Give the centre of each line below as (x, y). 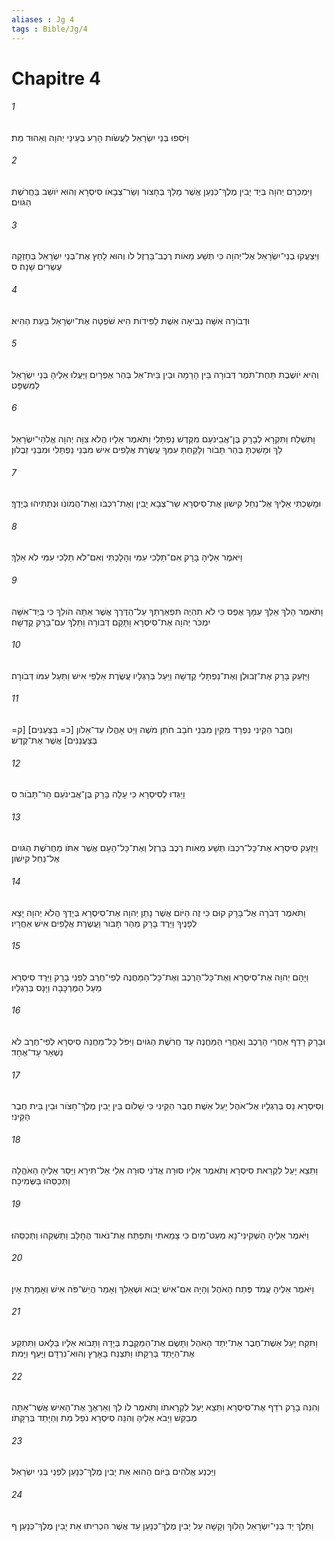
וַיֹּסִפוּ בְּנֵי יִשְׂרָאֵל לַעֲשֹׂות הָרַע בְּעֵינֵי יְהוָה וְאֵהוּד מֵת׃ (100, 137)
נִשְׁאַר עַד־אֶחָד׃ (37, 1052)
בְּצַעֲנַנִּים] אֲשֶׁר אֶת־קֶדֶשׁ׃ (54, 740)
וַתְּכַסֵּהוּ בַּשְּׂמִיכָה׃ (41, 1181)
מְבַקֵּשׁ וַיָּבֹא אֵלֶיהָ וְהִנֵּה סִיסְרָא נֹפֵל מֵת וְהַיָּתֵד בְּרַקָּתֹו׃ (104, 1418)
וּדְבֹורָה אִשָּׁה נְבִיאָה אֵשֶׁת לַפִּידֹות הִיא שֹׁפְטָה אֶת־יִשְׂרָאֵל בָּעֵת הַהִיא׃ (131, 320)
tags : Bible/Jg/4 (49, 29)
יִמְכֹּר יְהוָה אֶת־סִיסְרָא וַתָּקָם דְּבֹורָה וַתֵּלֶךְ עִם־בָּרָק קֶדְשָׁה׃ (111, 622)
